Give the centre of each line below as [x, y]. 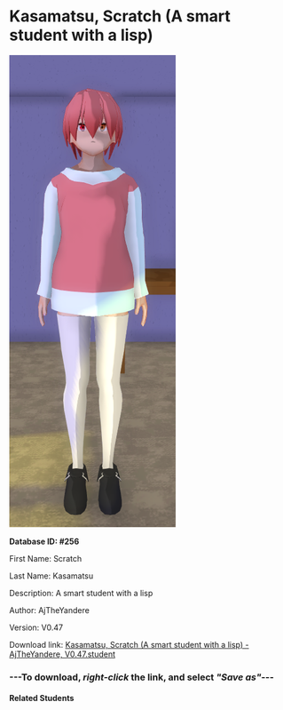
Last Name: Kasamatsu [51, 576]
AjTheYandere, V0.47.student [63, 654]
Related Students [42, 698]
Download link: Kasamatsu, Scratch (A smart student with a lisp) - [129, 644]
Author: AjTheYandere [50, 610]
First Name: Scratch [46, 558]
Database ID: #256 [44, 541]
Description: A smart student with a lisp [81, 593]
